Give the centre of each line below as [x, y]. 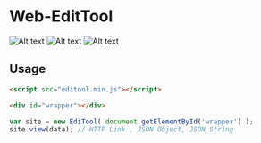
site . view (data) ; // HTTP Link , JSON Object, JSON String [122, 130]
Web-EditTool [61, 16]
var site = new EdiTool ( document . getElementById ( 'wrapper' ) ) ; [131, 122]
